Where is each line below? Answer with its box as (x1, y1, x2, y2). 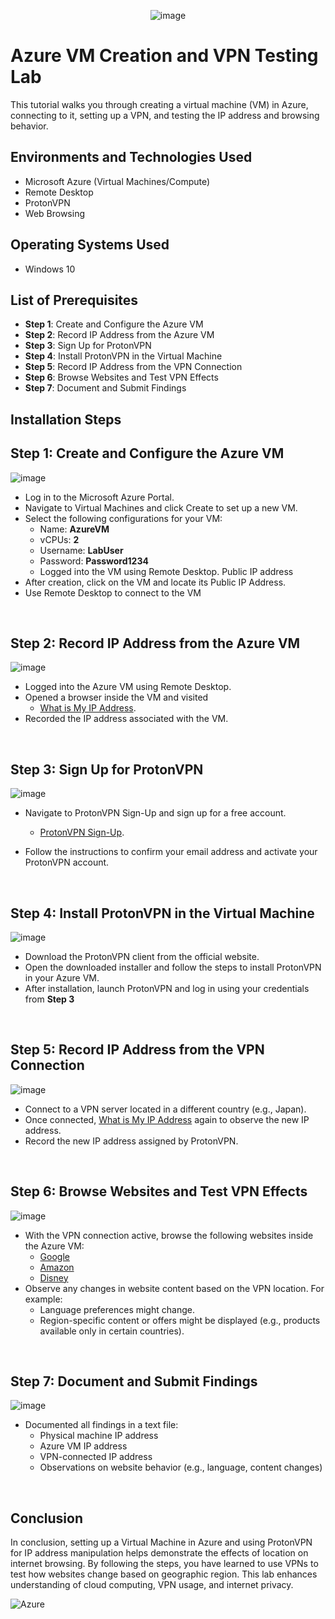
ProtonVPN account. (24, 856, 110, 869)
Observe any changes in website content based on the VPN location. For (24, 1282, 325, 1294)
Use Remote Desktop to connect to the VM (24, 586, 202, 599)
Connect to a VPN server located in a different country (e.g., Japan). (24, 1103, 307, 1115)
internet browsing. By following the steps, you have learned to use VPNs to (10, 1558, 319, 1570)
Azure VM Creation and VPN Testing (10, 45, 319, 67)
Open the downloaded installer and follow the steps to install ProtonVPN (24, 961, 322, 974)
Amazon (39, 1261, 75, 1273)
